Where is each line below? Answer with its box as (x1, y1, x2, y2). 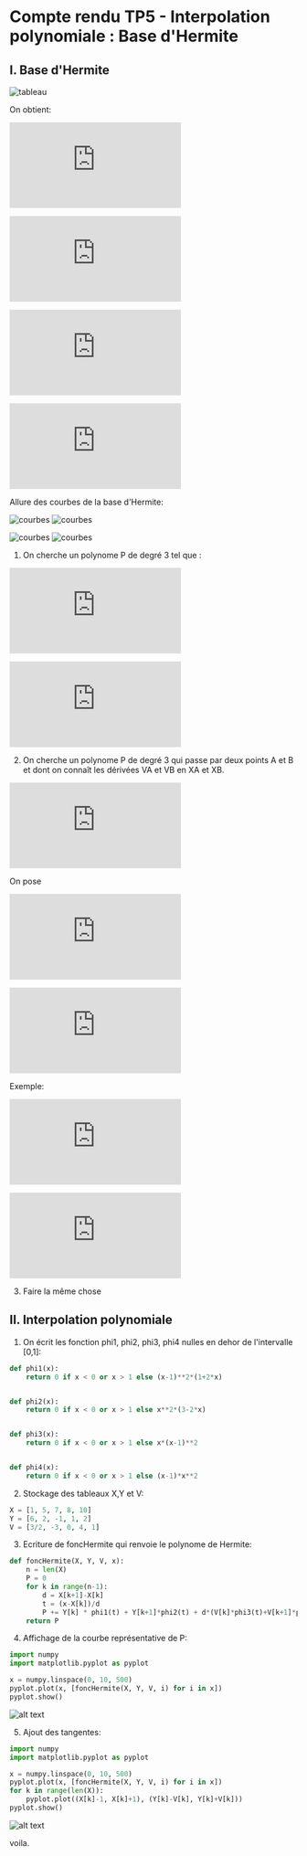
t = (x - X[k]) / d (42, 1599, 101, 1608)
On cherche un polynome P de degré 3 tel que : (22, 550, 202, 560)
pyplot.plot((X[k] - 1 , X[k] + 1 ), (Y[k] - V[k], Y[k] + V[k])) (26, 1795, 244, 1804)
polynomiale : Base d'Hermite (9, 26, 239, 47)
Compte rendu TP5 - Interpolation (9, 6, 271, 27)
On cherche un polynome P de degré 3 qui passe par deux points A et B (22, 755, 294, 765)
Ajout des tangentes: (22, 1726, 101, 1737)
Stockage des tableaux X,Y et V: (22, 1488, 144, 1499)
